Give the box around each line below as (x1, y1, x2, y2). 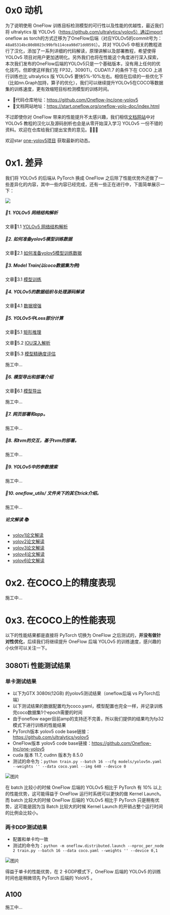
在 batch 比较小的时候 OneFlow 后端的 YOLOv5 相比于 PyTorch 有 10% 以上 (5, 784, 162, 790)
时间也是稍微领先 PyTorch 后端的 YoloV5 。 (5, 875, 95, 881)
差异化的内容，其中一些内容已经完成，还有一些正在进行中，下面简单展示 (9, 181, 160, 187)
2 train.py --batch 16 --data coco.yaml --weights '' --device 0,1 (12, 848, 158, 853)
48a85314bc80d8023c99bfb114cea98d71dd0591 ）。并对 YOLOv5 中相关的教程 (5, 41, 158, 47)
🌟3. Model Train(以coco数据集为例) (5, 262, 80, 268)
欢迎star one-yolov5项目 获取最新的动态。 (5, 137, 93, 143)
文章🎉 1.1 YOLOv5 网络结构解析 (5, 223, 68, 229)
